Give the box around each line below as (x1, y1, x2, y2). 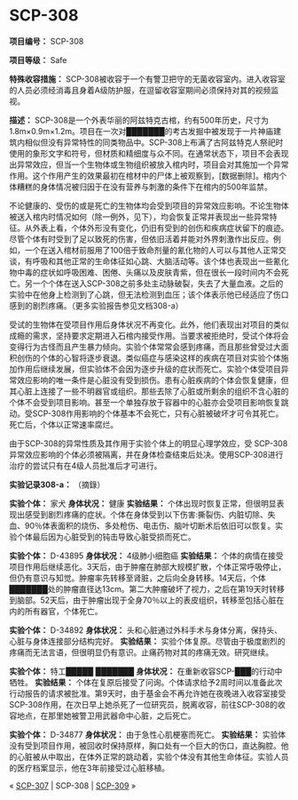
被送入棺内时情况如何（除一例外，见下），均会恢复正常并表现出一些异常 (9, 211, 270, 222)
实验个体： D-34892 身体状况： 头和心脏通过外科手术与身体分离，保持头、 (9, 624, 282, 636)
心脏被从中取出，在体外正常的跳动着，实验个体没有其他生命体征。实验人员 (16, 751, 289, 762)
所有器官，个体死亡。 (24, 605, 103, 616)
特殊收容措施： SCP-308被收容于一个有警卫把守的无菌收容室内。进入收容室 (9, 73, 286, 84)
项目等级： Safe (9, 54, 67, 65)
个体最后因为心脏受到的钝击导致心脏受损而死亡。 (16, 531, 196, 542)
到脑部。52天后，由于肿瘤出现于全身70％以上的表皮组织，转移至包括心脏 (9, 595, 277, 605)
